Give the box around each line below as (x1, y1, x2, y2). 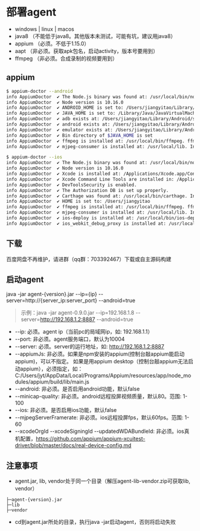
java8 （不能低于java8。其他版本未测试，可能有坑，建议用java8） (14, 32, 176, 39)
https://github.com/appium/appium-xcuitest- (35, 435, 146, 442)
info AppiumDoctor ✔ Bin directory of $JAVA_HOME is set (6, 132, 153, 139)
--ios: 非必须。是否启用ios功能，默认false (14, 407, 117, 414)
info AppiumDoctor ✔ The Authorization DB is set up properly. (6, 187, 169, 193)
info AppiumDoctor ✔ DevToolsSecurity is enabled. (6, 182, 137, 188)
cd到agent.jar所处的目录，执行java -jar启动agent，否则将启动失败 (14, 519, 176, 526)
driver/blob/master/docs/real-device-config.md (14, 442, 132, 449)
